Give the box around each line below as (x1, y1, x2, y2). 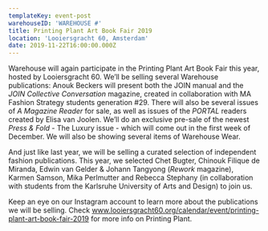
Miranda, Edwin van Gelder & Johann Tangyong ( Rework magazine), (8, 164, 234, 174)
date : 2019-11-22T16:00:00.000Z (8, 42, 116, 50)
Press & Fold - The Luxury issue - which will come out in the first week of (8, 124, 251, 133)
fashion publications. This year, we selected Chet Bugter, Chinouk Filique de (8, 156, 261, 165)
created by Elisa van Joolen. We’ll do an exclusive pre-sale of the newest (8, 115, 250, 124)
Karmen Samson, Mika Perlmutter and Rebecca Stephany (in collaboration (8, 173, 254, 183)
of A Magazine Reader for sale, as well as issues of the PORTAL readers (8, 106, 247, 116)
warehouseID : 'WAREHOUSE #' (8, 19, 103, 27)
